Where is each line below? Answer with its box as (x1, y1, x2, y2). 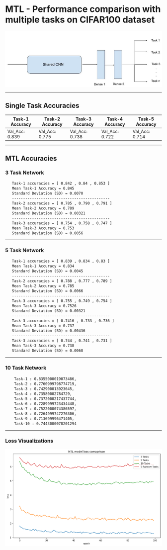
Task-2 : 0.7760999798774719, (14, 381, 77, 386)
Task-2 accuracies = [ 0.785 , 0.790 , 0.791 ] (11, 201, 112, 206)
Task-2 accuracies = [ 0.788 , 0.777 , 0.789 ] (11, 278, 112, 284)
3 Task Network (5, 169, 44, 176)
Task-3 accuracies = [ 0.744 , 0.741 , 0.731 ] (11, 338, 112, 344)
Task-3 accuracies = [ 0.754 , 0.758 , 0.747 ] (11, 221, 112, 226)
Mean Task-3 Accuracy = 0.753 (11, 226, 75, 231)
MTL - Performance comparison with (5, 3, 161, 15)
